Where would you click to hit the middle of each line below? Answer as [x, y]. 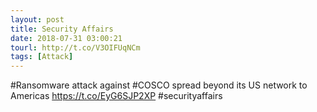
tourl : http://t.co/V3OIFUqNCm [75, 47]
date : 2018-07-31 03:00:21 [66, 38]
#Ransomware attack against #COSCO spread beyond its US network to [159, 85]
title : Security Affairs [62, 29]
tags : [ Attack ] [42, 57]
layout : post [37, 19]
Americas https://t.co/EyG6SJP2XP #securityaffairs [116, 96]
